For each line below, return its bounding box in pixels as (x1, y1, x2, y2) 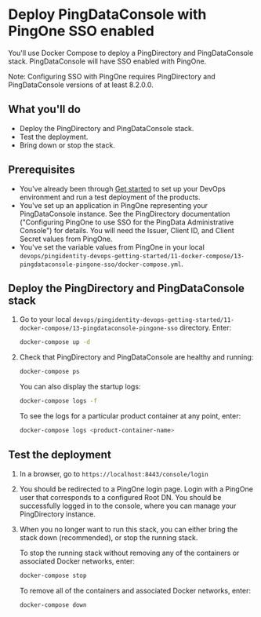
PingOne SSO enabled (8, 22, 154, 40)
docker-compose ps (19, 367, 80, 376)
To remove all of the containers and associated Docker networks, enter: (19, 586, 251, 595)
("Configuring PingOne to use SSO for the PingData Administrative (19, 217, 234, 227)
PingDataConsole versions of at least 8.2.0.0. (8, 80, 154, 89)
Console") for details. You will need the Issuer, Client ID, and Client (19, 225, 235, 235)
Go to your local (19, 315, 71, 324)
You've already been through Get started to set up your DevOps (19, 184, 226, 193)
